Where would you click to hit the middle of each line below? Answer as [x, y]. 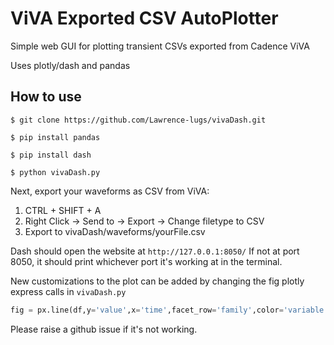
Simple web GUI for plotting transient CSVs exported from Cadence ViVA [160, 46]
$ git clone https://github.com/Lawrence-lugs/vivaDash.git [138, 120]
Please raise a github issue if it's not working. [104, 329]
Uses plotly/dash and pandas [70, 65]
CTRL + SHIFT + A [63, 210]
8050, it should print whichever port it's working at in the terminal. [146, 261]
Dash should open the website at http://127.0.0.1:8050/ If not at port [155, 251]
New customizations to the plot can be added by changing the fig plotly [157, 281]
